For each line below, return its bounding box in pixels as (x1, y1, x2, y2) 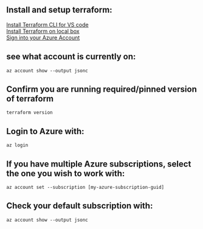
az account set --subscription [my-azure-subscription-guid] (6, 185, 165, 191)
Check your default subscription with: (6, 200, 153, 211)
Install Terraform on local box (6, 27, 80, 35)
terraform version (6, 109, 53, 116)
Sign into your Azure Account (6, 33, 80, 41)
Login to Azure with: (6, 126, 84, 136)
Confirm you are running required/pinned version (6, 84, 198, 95)
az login (6, 142, 29, 148)
